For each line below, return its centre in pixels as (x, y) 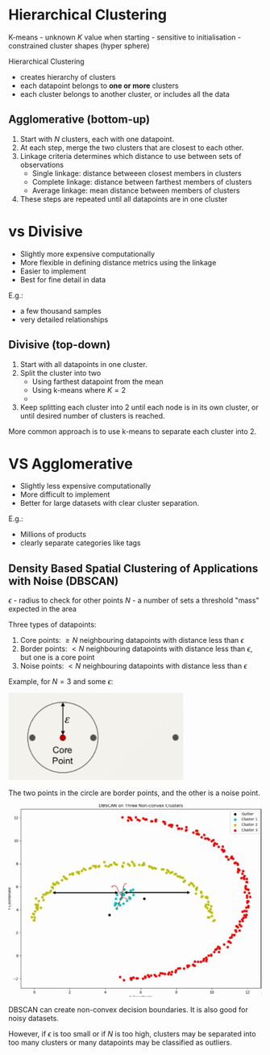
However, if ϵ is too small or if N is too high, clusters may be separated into (132, 1033)
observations (42, 165)
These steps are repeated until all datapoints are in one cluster (124, 198)
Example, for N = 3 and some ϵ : (61, 682)
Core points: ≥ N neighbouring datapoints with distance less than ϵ (132, 640)
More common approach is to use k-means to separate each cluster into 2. (132, 431)
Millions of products (53, 535)
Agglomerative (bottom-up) (79, 120)
